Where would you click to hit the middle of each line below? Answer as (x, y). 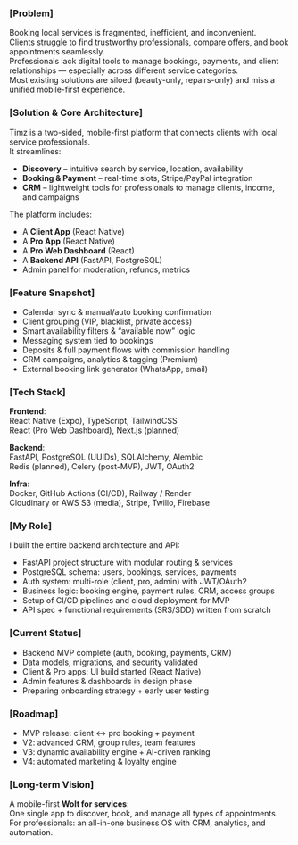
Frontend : (28, 411)
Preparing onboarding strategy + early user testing (116, 691)
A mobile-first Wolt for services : (69, 804)
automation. (31, 833)
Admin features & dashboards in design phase (107, 681)
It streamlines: (35, 151)
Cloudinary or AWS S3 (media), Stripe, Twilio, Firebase (110, 503)
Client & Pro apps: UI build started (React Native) (112, 671)
